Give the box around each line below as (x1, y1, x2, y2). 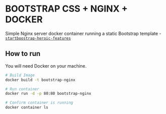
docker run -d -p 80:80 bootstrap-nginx (5, 91, 92, 96)
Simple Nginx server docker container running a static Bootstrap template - (5, 30, 161, 36)
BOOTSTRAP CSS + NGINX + (5, 3, 128, 15)
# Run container (5, 86, 39, 91)
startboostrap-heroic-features (5, 36, 71, 41)
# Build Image (5, 73, 35, 78)
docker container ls (5, 105, 49, 110)
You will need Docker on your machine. (5, 63, 87, 69)
